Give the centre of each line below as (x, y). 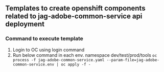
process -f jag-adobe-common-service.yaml (58, 60)
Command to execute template (44, 39)
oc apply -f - (76, 64)
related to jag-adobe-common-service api (74, 16)
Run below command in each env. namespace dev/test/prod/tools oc (85, 55)
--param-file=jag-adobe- (133, 60)
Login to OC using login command (49, 50)
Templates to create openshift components (75, 8)
